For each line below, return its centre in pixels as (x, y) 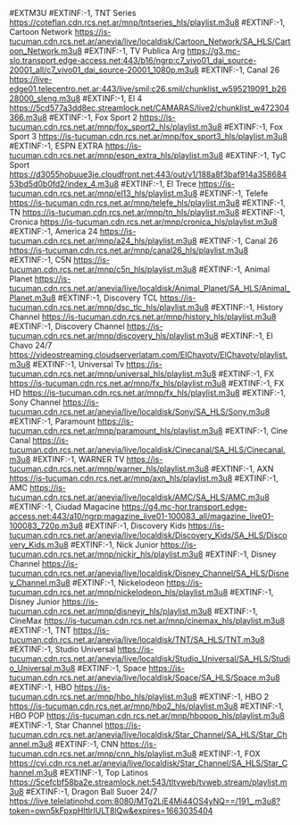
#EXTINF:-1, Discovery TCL (108, 298)
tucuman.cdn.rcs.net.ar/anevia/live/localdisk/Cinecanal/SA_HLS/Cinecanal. (147, 450)
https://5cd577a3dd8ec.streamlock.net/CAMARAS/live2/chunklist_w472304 (150, 108)
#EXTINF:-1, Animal (234, 269)
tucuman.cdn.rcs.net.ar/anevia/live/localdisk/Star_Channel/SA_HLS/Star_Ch (148, 735)
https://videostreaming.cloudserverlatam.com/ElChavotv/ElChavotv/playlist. (149, 355)
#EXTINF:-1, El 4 (112, 98)
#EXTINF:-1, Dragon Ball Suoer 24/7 (92, 791)
